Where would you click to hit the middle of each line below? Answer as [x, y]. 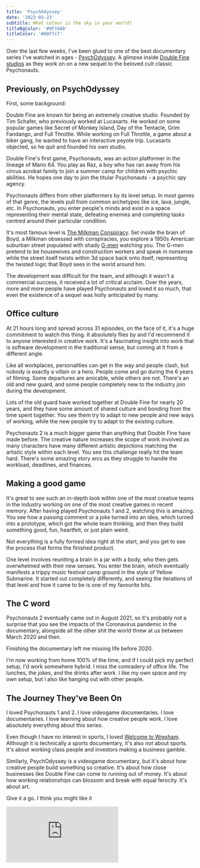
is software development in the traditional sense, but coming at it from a [95, 347]
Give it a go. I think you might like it [49, 798]
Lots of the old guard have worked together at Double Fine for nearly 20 [95, 402]
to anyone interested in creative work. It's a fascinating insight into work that [100, 341]
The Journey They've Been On [64, 698]
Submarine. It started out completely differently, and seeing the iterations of [99, 578]
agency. [16, 184]
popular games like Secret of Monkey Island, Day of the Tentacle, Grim [93, 128]
